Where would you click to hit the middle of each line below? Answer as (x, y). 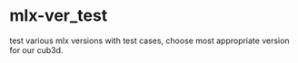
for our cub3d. (36, 49)
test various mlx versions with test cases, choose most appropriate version (149, 40)
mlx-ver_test (59, 16)
